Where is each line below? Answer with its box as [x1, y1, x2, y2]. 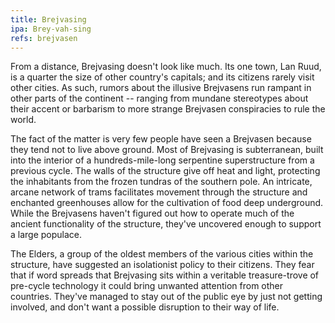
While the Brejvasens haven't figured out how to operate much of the [10, 207, 295, 220]
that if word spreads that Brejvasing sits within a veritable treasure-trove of [10, 269, 320, 281]
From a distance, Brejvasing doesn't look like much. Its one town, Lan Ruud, [10, 61, 322, 73]
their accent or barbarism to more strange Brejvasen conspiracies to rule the [10, 103, 326, 115]
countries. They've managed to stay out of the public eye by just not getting [10, 291, 323, 303]
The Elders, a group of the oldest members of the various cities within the [10, 248, 314, 260]
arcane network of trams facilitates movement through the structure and [10, 186, 308, 198]
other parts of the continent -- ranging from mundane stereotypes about [10, 92, 309, 105]
